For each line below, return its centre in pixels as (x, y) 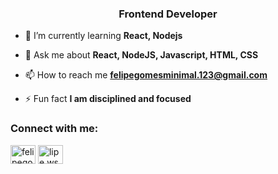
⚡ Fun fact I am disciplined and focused (108, 99)
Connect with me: (54, 129)
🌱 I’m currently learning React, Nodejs (103, 36)
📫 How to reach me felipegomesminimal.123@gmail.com (146, 75)
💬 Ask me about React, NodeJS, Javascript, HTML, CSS (141, 55)
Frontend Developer (168, 14)
